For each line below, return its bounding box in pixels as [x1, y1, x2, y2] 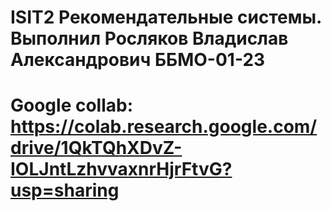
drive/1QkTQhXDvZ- [10, 137, 183, 160]
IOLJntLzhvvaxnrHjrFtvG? [10, 158, 233, 181]
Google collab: [10, 94, 134, 117]
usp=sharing [10, 179, 120, 202]
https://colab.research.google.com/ [10, 116, 318, 138]
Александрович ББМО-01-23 [10, 49, 266, 71]
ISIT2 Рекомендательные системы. [10, 6, 322, 29]
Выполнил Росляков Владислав [10, 27, 289, 50]
